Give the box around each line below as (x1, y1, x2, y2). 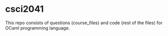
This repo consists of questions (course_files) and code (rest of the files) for (5, 20, 163, 26)
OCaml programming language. (5, 25, 70, 31)
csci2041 (5, 3, 44, 15)
